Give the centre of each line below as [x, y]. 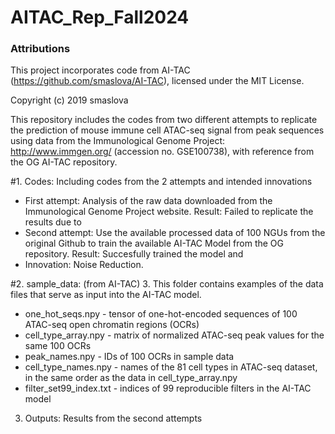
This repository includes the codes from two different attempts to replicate [164, 120]
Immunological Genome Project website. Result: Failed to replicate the [169, 212]
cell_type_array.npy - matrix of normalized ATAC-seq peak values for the [174, 335]
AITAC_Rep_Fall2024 [100, 17]
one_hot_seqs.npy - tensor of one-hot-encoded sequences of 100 [161, 314]
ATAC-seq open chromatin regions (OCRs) [112, 325]
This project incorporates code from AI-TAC [100, 70]
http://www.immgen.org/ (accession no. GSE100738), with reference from [162, 152]
